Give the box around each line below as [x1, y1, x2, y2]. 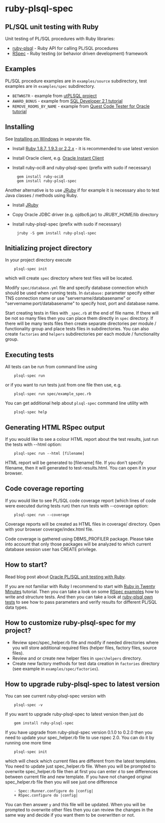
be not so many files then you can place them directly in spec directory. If [5, 315, 154, 321]
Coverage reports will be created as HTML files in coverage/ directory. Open [5, 521, 161, 527]
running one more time [5, 740, 52, 746]
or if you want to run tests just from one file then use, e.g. [5, 382, 122, 388]
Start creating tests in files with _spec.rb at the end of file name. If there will [5, 310, 159, 316]
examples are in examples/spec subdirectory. [5, 83, 95, 89]
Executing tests [5, 351, 54, 359]
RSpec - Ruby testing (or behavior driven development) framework [12, 50, 148, 56]
